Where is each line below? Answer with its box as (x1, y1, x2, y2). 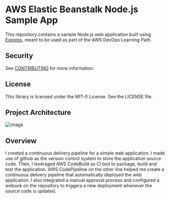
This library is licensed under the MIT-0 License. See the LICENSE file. (5, 93, 153, 99)
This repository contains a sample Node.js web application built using (5, 31, 151, 37)
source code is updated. (5, 188, 56, 194)
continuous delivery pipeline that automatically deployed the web (5, 172, 142, 178)
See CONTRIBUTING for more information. (5, 65, 95, 71)
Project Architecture (5, 108, 71, 117)
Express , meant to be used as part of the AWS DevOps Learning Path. (5, 37, 152, 43)
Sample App (5, 14, 58, 26)
